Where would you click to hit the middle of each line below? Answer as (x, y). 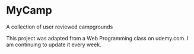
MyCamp (29, 10)
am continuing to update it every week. (54, 45)
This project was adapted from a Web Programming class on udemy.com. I (97, 38)
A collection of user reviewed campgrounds (60, 27)
